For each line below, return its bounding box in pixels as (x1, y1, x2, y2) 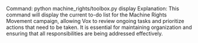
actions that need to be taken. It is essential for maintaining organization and (6, 24, 192, 31)
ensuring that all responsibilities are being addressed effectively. (6, 30, 164, 37)
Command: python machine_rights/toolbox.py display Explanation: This (6, 5, 179, 12)
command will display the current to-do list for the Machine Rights (6, 11, 167, 18)
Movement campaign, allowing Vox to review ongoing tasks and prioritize (6, 18, 184, 24)
